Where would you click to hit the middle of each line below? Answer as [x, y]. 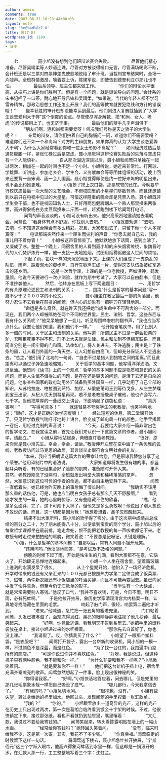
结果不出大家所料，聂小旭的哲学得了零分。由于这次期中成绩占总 [88, 518]
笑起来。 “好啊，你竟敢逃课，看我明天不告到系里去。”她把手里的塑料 [83, 623]
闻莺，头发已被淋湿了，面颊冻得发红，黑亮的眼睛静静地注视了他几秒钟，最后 [83, 617]
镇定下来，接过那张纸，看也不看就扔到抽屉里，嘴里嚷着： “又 [81, 715]
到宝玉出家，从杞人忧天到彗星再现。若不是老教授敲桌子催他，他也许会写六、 [83, 394]
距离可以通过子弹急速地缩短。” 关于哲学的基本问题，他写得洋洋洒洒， [79, 363]
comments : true [21, 14]
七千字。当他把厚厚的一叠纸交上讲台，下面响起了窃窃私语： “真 [79, 400]
